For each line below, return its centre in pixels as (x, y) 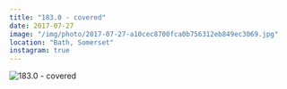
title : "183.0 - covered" (57, 17)
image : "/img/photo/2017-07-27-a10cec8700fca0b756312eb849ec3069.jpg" (144, 34)
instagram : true (39, 51)
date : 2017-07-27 (42, 26)
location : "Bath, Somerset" (62, 42)
